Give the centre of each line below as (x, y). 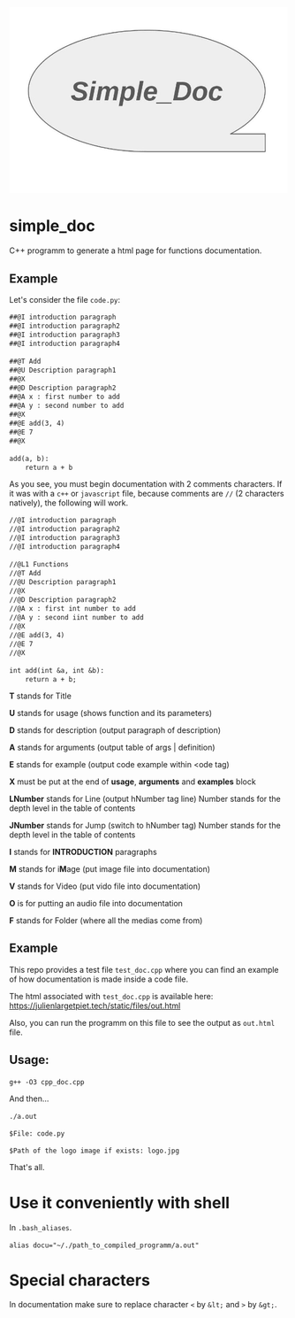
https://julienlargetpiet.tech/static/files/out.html (95, 1006)
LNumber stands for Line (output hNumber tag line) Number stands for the (145, 798)
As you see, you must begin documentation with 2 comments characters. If (146, 483)
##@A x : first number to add (65, 397)
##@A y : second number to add (67, 405)
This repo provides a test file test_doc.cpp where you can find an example (144, 969)
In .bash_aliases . (41, 1227)
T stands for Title (41, 696)
